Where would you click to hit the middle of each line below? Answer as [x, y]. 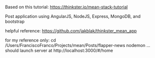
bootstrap [15, 22]
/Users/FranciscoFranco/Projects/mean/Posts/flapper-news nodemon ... [78, 45]
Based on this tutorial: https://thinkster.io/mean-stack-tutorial [67, 7]
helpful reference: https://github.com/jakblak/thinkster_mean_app [71, 31]
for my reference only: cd [30, 40]
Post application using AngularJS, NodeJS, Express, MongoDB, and [73, 16]
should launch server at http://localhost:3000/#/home [59, 51]
